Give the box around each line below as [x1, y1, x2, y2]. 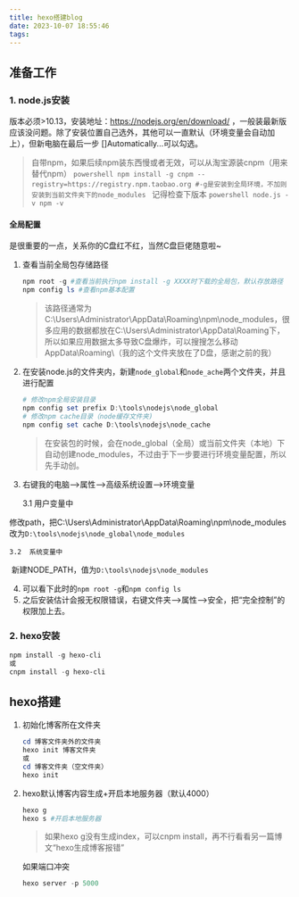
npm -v [39, 199, 64, 208]
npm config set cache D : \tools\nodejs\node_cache [21, 420, 212, 429]
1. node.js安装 [9, 94, 70, 106]
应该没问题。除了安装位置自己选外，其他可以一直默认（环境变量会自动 [9, 127, 268, 138]
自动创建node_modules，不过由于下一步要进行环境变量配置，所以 [44, 448, 287, 460]
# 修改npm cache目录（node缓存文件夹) [21, 411, 154, 420]
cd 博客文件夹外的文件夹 [21, 737, 102, 746]
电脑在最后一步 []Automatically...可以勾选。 [44, 138, 203, 149]
